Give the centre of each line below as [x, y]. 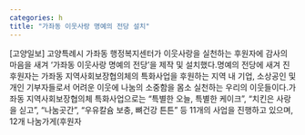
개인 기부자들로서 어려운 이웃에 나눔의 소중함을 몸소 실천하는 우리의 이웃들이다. [149, 87]
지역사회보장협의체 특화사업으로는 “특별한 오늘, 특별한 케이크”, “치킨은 [150, 98]
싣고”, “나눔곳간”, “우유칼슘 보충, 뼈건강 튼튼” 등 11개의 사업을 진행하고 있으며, [156, 110]
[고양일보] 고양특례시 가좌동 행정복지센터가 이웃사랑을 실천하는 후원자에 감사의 [149, 53]
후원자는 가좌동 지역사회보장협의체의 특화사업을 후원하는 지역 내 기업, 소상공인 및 [153, 76]
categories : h [36, 18]
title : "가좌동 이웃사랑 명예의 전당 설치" [80, 26]
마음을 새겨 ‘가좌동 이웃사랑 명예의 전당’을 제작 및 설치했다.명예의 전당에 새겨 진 [150, 64]
